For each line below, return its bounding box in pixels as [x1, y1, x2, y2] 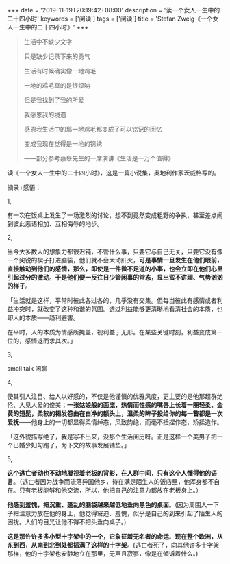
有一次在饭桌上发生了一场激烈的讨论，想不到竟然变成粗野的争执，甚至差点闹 [7, 211, 223, 219]
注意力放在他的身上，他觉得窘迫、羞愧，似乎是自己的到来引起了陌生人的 [18, 509, 223, 517]
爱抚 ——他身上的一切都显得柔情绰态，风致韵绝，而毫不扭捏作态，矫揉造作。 [7, 418, 223, 426]
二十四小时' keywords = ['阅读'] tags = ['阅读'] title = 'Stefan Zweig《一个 [7, 14, 213, 23]
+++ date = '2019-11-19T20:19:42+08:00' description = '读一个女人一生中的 [7, 6, 220, 14]
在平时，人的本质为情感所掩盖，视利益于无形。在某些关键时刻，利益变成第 [7, 328, 217, 336]
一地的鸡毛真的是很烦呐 [23, 82, 90, 89]
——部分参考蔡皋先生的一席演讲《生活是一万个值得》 [23, 154, 175, 162]
